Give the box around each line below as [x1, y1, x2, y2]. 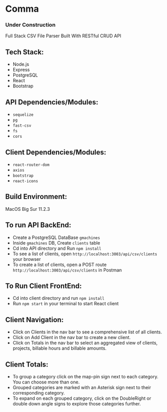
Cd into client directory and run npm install [12, 295, 105, 301]
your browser [12, 256, 41, 262]
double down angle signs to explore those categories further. [12, 400, 141, 406]
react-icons [12, 178, 38, 184]
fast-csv [12, 123, 32, 128]
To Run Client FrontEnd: [5, 281, 82, 290]
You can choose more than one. [12, 379, 80, 385]
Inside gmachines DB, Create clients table [12, 239, 100, 246]
